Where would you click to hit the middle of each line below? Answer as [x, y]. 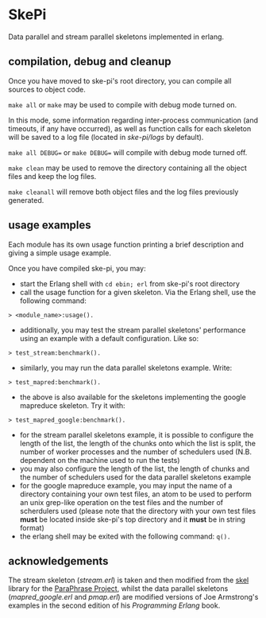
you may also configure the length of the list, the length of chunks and [135, 468]
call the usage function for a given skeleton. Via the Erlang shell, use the [138, 292]
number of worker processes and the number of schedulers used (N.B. [136, 452]
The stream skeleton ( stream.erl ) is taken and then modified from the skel [129, 580]
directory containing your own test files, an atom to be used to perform [136, 494]
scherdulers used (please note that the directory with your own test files [138, 511]
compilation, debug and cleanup [90, 62]
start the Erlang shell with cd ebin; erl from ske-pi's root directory [130, 283]
